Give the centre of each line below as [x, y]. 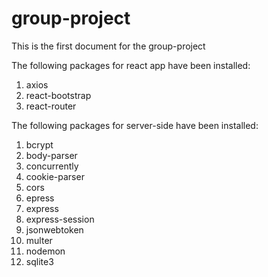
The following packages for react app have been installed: [131, 65]
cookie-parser [55, 176]
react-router [51, 106]
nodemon [45, 251]
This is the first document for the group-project [108, 46]
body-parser [51, 155]
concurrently [52, 166]
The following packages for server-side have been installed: [135, 125]
